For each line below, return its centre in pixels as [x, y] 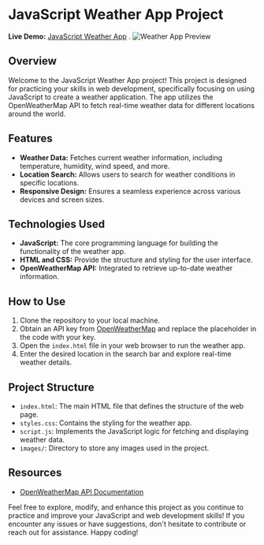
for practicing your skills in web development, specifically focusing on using [131, 88]
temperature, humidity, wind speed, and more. [95, 166]
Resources [35, 473]
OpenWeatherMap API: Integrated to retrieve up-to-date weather [126, 268]
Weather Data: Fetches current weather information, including [121, 157]
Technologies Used [56, 224]
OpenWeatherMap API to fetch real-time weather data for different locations [131, 105]
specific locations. [49, 182]
